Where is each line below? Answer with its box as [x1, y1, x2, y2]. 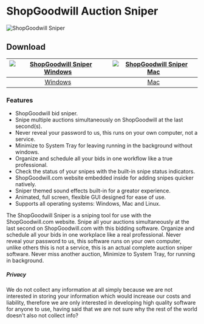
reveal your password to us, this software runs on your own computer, [6, 238, 182, 245]
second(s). [15, 123, 42, 130]
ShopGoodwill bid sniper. [15, 110, 78, 117]
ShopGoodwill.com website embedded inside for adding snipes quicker [15, 174, 194, 181]
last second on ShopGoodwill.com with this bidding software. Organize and [6, 224, 195, 232]
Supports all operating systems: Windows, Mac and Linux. [15, 200, 161, 208]
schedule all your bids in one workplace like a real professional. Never [6, 231, 182, 238]
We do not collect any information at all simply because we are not [6, 286, 173, 294]
